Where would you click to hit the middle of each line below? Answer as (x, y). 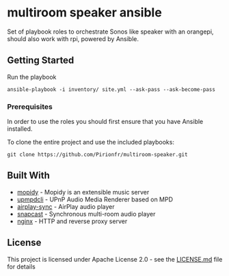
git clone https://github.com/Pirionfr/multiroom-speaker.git (97, 155)
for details (21, 266)
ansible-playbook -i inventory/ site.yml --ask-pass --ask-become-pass (111, 89)
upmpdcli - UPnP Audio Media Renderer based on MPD (95, 199)
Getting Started (41, 61)
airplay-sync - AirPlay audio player (66, 206)
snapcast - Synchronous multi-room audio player (86, 214)
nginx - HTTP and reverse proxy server (72, 221)
